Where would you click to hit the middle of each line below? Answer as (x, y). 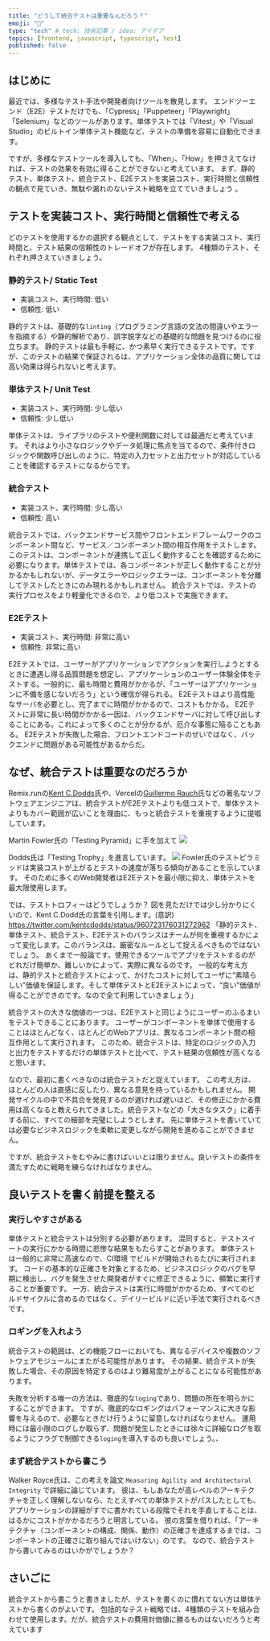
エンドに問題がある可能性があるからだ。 (82, 744)
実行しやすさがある (45, 1220)
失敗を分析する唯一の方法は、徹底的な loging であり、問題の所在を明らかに (132, 1398)
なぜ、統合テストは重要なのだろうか (98, 772)
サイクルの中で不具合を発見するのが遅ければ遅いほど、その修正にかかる (135, 1099)
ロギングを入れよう (45, 1331)
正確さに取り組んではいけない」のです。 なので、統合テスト (156, 1540)
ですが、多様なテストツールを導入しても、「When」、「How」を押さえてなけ (132, 158)
